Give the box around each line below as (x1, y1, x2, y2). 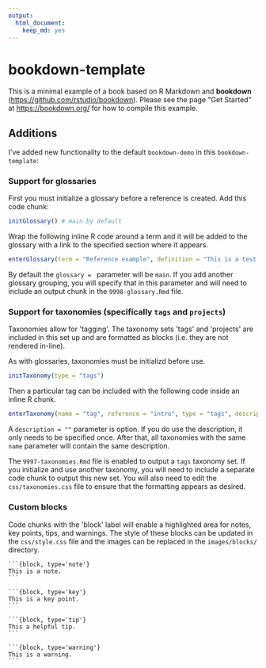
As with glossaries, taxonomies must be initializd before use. (8, 357, 206, 366)
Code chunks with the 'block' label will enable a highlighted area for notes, (8, 520, 252, 529)
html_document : (15, 19, 66, 27)
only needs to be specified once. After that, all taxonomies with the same (8, 433, 246, 442)
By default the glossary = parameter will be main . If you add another (8, 270, 234, 280)
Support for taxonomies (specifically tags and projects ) (8, 307, 226, 318)
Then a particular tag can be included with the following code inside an (8, 386, 240, 396)
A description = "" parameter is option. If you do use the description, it (8, 425, 243, 434)
